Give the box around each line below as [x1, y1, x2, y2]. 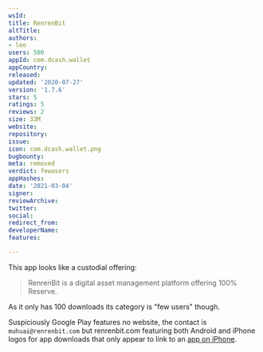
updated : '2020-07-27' [8, 78, 84, 86]
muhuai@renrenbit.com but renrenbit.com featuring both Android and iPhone [8, 326, 256, 335]
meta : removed [8, 160, 56, 168]
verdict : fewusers [8, 167, 69, 175]
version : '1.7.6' [8, 85, 66, 94]
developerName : [8, 226, 59, 235]
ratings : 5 [8, 100, 45, 108]
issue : [8, 137, 30, 146]
